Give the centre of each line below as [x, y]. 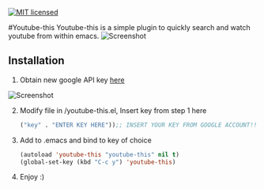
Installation [36, 60]
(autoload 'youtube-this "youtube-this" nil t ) [100, 154]
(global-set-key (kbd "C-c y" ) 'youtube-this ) [98, 162]
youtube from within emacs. [54, 36]
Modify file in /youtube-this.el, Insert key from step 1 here [113, 110]
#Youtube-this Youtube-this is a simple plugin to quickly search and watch [129, 27]
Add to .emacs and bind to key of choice [85, 140]
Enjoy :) [32, 177]
